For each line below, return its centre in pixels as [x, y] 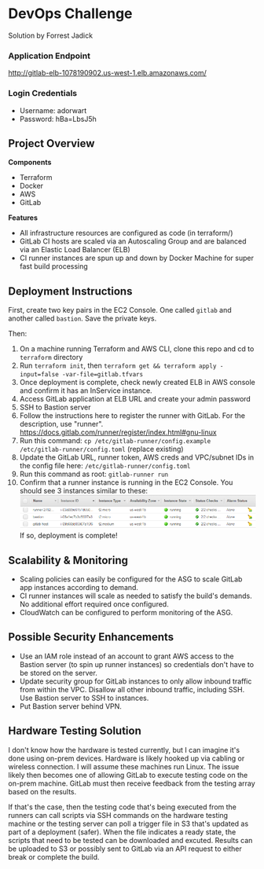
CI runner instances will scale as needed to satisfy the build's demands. [136, 596]
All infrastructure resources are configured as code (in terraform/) [126, 233]
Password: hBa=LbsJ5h [58, 119]
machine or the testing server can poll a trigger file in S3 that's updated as [128, 823]
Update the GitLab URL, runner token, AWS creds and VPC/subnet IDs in [137, 457]
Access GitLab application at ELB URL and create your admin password [135, 399]
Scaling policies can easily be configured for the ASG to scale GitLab [131, 579]
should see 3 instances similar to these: [83, 491]
